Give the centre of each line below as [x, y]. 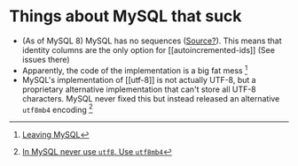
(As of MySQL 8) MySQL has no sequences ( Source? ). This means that [152, 41]
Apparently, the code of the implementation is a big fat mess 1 [135, 70]
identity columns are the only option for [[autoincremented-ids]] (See [148, 49]
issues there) [46, 59]
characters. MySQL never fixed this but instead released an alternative [151, 98]
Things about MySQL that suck [125, 16]
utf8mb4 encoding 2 [57, 109]
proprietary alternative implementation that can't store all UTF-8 [139, 89]
